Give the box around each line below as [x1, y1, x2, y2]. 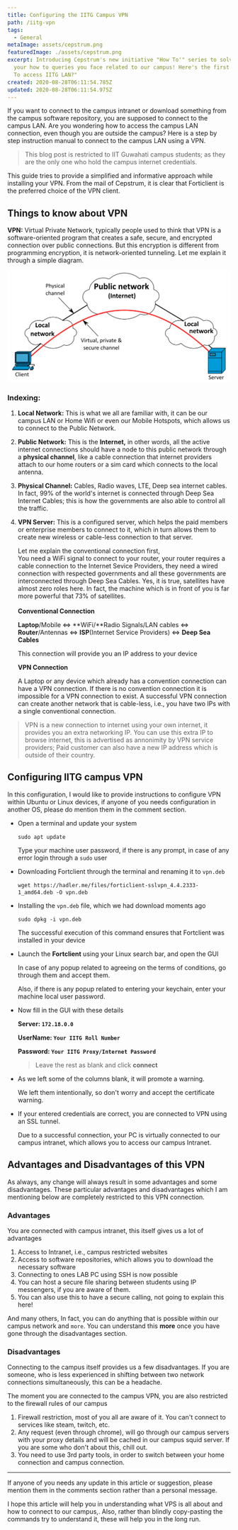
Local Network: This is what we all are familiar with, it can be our [17, 408, 208, 417]
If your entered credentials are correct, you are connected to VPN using [17, 1109, 227, 1118]
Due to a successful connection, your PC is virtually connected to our [17, 1130, 221, 1139]
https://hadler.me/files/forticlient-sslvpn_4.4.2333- [33, 882, 199, 889]
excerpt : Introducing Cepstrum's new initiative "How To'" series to [7, 57, 217, 64]
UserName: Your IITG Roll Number [17, 1033, 120, 1042]
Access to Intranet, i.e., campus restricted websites [17, 1247, 168, 1256]
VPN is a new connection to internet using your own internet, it [24, 720, 208, 729]
